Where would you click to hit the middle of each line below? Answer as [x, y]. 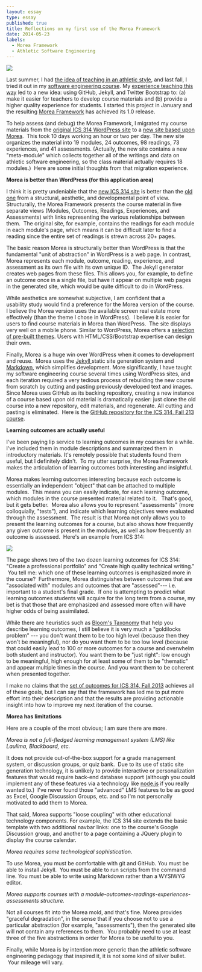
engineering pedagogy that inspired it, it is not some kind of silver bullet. [96, 956]
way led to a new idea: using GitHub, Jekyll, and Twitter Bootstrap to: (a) [96, 92]
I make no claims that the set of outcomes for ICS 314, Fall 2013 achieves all [100, 685]
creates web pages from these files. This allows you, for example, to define [99, 273]
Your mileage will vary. [36, 962]
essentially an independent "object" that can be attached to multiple [91, 485]
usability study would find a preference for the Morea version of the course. [100, 304]
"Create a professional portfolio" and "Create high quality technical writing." [100, 566]
